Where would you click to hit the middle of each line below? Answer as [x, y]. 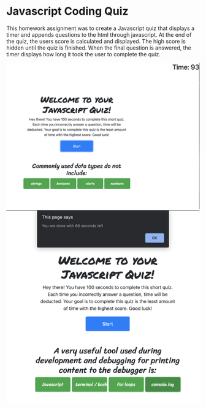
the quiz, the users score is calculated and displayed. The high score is [96, 41]
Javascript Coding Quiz [67, 11]
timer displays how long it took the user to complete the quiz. [83, 54]
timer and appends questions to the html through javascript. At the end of [99, 34]
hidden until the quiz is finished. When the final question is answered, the [99, 48]
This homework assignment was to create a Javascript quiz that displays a [101, 28]
